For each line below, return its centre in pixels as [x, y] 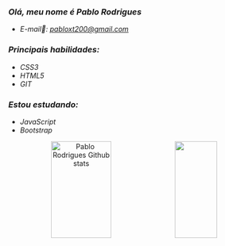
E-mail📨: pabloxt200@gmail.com [74, 29]
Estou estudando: [43, 104]
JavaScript [38, 121]
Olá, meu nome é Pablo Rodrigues [75, 12]
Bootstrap [36, 130]
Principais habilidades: [54, 50]
